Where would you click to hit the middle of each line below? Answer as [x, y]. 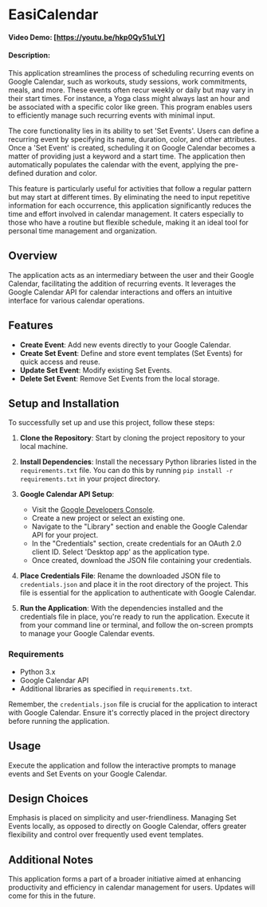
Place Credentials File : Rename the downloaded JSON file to [120, 576]
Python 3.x [37, 671]
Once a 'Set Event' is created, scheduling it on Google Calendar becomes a [132, 147]
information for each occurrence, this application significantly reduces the [130, 205]
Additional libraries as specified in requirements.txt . [106, 688]
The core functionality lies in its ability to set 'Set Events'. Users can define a [134, 131]
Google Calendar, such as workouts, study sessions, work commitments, [128, 81]
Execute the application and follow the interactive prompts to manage [122, 765]
